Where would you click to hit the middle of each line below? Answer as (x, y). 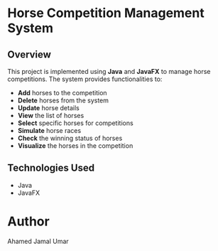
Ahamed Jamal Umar (38, 241)
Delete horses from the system (63, 100)
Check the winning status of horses (70, 138)
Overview (29, 54)
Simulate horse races (49, 130)
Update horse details (48, 108)
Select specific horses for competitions (75, 123)
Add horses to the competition (62, 93)
